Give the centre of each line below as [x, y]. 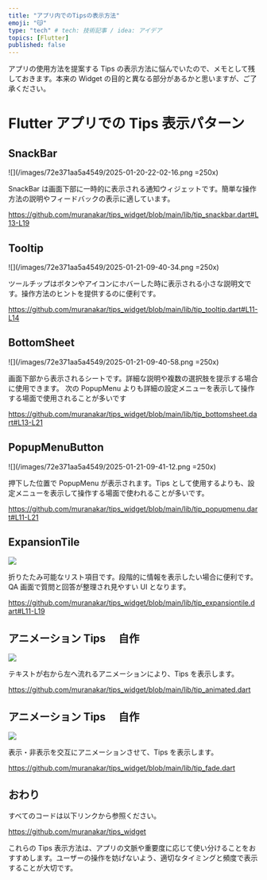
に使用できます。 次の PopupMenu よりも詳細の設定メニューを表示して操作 [132, 388]
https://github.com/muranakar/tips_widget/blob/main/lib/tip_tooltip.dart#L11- [133, 309]
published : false [37, 45]
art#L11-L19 [27, 612]
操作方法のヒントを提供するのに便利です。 [91, 293]
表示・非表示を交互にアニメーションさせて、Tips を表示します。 [113, 752]
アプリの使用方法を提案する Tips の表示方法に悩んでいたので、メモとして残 [132, 69]
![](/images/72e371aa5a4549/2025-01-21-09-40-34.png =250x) [114, 267]
